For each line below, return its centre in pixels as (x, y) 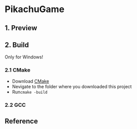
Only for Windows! (24, 57)
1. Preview (21, 28)
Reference (21, 121)
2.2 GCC (15, 105)
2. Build (17, 45)
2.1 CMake (18, 70)
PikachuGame (35, 9)
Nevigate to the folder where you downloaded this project (72, 86)
